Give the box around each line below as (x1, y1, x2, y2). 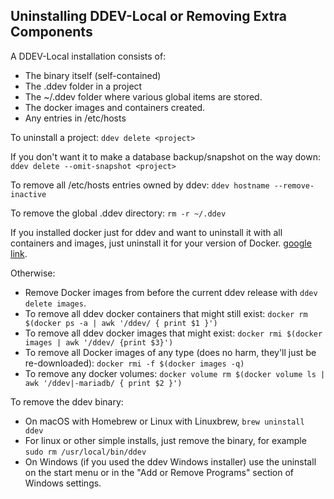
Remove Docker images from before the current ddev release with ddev (24, 286, 318, 298)
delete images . (24, 297, 87, 309)
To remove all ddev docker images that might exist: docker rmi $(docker (24, 327, 323, 339)
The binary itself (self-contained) (24, 69, 162, 81)
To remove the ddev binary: (10, 395, 124, 408)
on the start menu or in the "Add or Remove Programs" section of (24, 466, 295, 478)
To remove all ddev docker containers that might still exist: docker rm (24, 307, 308, 319)
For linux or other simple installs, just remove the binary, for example (24, 434, 307, 446)
